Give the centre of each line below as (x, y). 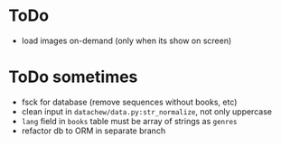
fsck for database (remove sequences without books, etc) (129, 102)
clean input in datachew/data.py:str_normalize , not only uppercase (147, 111)
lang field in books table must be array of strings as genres (129, 121)
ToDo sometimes (73, 77)
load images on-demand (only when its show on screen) (126, 41)
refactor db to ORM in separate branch (94, 131)
